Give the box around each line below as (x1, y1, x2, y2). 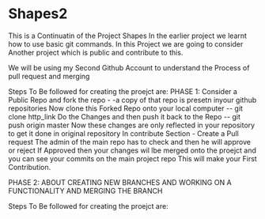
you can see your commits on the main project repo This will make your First (8, 153, 257, 163)
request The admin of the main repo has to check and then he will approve (8, 137, 252, 146)
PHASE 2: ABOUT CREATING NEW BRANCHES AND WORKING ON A (8, 177, 232, 187)
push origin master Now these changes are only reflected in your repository (8, 120, 256, 130)
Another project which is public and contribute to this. (8, 47, 184, 57)
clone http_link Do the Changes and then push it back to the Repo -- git (8, 111, 241, 121)
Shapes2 (8, 5, 68, 23)
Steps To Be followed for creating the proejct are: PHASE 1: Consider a (8, 86, 237, 96)
